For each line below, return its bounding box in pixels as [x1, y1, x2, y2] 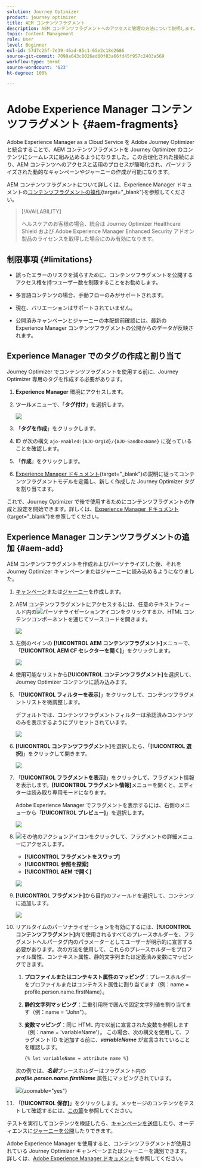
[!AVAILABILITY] [21, 208, 61, 215]
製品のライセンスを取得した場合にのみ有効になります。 [21, 235, 157, 243]
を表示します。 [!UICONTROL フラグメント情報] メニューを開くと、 [15, 781, 178, 789]
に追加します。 [15, 899, 52, 906]
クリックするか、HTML [125, 608, 183, 615]
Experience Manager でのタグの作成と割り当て [7, 351, 182, 361]
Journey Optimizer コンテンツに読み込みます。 [15, 678, 131, 685]
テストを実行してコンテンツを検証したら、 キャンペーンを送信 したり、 [7, 1120, 179, 1127]
